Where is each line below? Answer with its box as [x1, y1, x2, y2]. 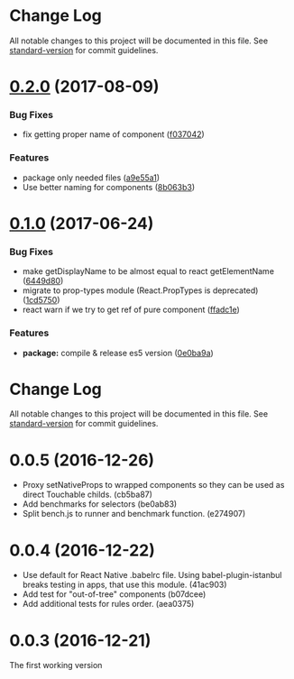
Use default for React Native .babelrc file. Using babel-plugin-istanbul [22, 570, 282, 581]
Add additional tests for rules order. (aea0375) [22, 599, 195, 610]
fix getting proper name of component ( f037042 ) [22, 129, 205, 140]
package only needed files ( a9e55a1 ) [22, 172, 161, 183]
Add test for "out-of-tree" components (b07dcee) [22, 589, 207, 600]
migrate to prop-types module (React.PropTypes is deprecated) [22, 285, 259, 296]
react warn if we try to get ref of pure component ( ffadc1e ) [22, 304, 241, 316]
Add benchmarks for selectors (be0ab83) [22, 499, 178, 509]
